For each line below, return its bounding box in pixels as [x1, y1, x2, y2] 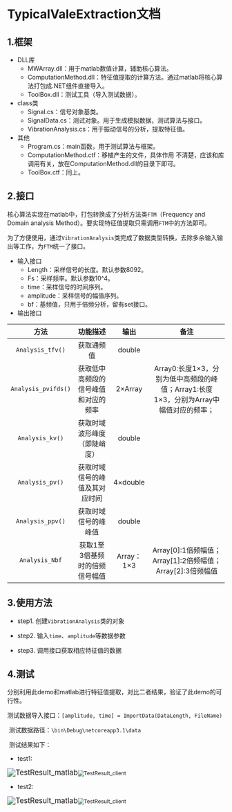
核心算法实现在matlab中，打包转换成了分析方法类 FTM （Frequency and [7, 210, 206, 218]
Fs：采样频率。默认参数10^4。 [27, 274, 114, 282]
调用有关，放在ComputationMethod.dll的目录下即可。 [27, 160, 180, 168]
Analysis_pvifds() [10, 385, 71, 393]
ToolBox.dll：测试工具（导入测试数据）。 [27, 91, 141, 98]
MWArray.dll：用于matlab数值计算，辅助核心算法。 [27, 64, 173, 73]
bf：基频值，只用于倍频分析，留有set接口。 [27, 300, 152, 308]
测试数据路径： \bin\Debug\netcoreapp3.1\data [8, 726, 142, 734]
